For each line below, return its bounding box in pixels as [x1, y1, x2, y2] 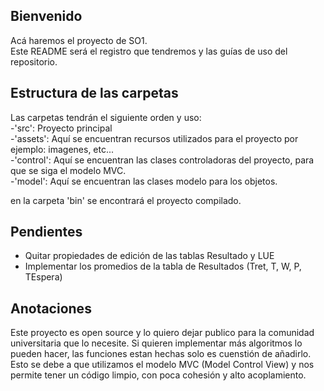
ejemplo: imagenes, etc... [10, 143, 115, 155]
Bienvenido [10, 8, 83, 25]
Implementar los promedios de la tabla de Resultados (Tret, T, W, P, [24, 260, 302, 273]
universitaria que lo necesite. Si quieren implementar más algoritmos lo [10, 337, 303, 349]
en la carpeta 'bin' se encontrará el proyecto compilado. [10, 194, 242, 206]
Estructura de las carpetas [10, 85, 179, 102]
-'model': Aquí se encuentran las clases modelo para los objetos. [10, 175, 278, 187]
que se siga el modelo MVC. [10, 164, 127, 176]
